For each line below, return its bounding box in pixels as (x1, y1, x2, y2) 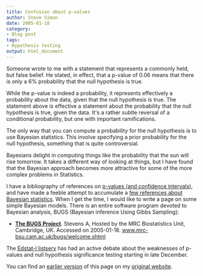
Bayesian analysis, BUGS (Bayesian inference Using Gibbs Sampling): (6, 208, 179, 215)
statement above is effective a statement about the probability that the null (6, 102, 192, 110)
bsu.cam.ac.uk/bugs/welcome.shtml (14, 232, 106, 240)
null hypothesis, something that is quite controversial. (6, 140, 139, 147)
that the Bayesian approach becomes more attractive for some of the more (6, 164, 192, 171)
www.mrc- (121, 226, 149, 234)
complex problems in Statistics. (6, 171, 85, 178)
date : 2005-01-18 (6, 20, 50, 26)
